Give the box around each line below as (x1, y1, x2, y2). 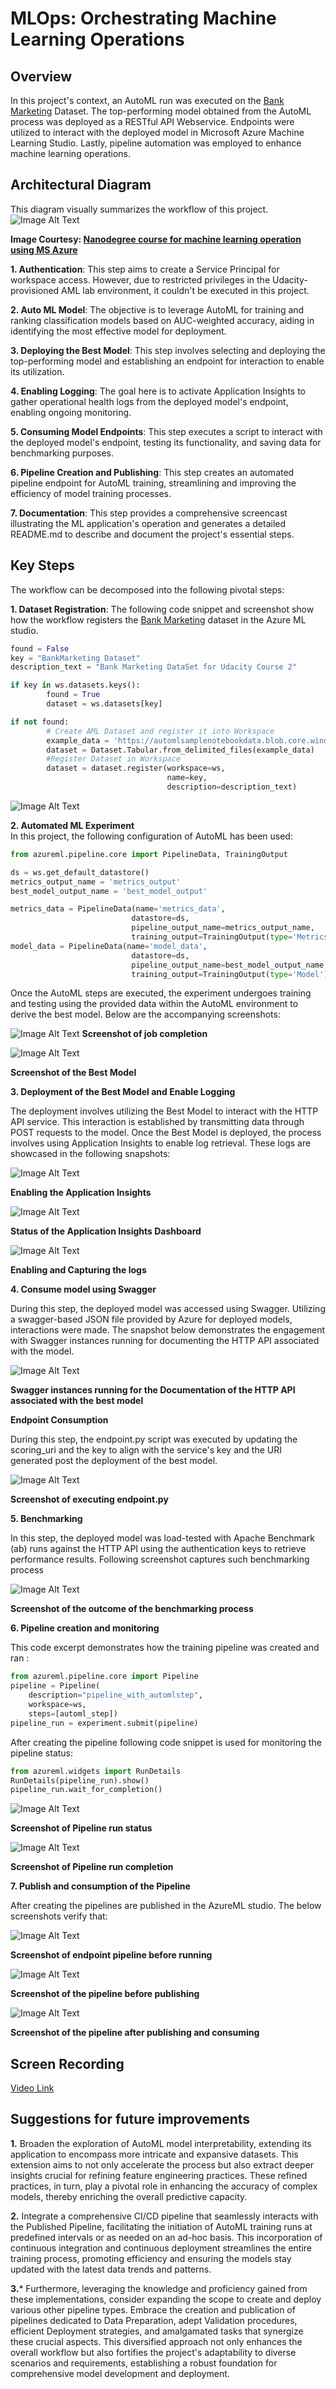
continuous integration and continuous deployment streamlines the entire (10, 2242, 313, 2254)
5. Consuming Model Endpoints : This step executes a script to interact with (10, 425, 323, 437)
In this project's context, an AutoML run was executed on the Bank (10, 95, 285, 106)
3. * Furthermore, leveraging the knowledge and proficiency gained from (10, 2282, 308, 2294)
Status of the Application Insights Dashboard (10, 1225, 202, 1237)
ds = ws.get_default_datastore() (10, 867, 150, 877)
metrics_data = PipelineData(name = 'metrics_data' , (10, 904, 226, 914)
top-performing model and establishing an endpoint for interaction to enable (10, 355, 325, 367)
